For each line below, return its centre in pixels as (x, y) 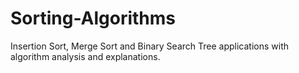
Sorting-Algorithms (93, 18)
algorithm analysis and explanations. (85, 56)
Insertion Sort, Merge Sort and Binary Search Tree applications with (149, 46)
